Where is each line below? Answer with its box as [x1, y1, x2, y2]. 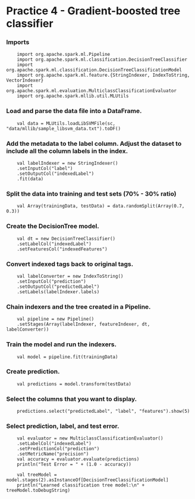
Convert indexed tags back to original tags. [6, 260, 134, 268]
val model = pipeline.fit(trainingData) [17, 354, 118, 360]
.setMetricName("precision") [17, 451, 89, 457]
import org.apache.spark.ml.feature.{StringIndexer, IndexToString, [17, 73, 190, 79]
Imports [6, 38, 30, 46]
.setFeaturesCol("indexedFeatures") [17, 246, 108, 252]
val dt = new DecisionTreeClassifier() [17, 236, 116, 241]
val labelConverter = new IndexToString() [17, 273, 124, 279]
